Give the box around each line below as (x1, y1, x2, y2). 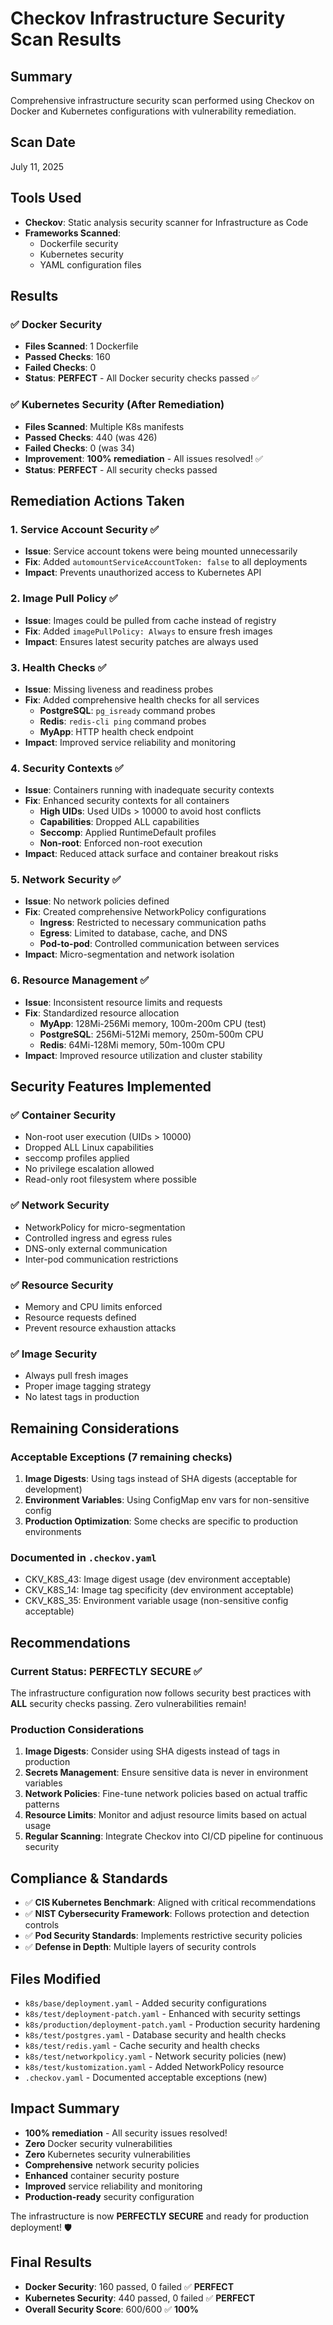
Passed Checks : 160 (24, 351, 111, 363)
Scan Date (10, 134, 76, 151)
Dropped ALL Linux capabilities (24, 1142, 154, 1154)
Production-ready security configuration (24, 2190, 195, 2202)
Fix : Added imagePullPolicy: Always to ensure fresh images (24, 625, 273, 637)
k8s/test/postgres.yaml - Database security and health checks (24, 2028, 287, 2041)
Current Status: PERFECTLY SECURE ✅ (10, 1664, 203, 1678)
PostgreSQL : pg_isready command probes (39, 704, 216, 716)
